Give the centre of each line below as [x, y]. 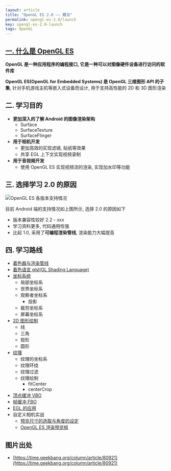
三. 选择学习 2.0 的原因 [41, 185]
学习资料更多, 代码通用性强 [41, 226]
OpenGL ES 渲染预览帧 [44, 428]
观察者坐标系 [34, 295]
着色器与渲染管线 [31, 263]
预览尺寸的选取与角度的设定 [50, 421]
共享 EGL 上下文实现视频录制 [51, 154]
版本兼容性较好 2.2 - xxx [39, 220]
